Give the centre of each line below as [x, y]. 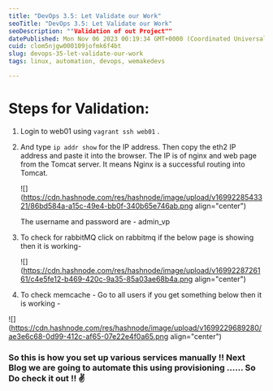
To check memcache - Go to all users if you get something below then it [141, 294]
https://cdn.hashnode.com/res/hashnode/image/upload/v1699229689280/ [136, 328]
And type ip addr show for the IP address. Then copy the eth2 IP [128, 146]
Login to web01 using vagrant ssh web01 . [90, 131]
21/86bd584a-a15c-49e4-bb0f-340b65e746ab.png [106, 206]
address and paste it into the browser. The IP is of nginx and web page [139, 155]
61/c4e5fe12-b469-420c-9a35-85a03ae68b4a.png [106, 279]
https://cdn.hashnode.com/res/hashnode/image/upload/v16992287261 [142, 270]
